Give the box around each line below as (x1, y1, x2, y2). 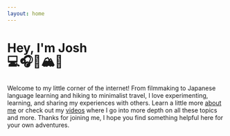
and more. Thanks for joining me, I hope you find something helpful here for (7, 113, 224, 121)
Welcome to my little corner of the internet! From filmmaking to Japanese (7, 84, 216, 92)
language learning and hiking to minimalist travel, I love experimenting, (7, 91, 209, 99)
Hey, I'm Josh (7, 40, 88, 56)
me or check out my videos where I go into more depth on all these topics (7, 105, 218, 114)
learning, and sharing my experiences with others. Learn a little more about (7, 99, 222, 107)
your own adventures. (7, 121, 70, 129)
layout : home (7, 10, 45, 17)
